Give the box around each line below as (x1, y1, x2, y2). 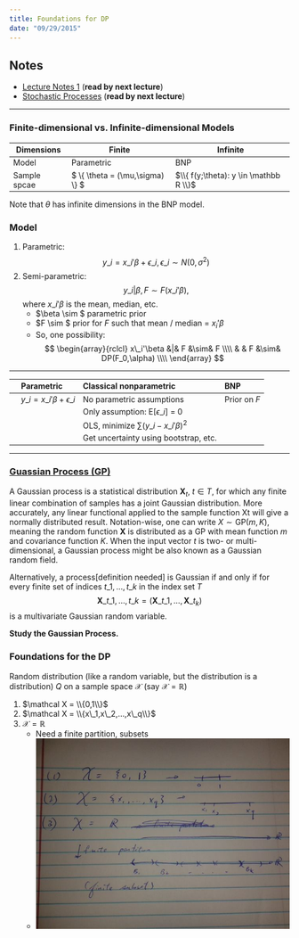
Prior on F (224, 393, 261, 405)
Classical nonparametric (83, 381, 176, 391)
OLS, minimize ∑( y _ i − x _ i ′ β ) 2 (83, 419, 188, 431)
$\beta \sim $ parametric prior (35, 309, 147, 319)
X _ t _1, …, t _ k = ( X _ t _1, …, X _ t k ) (96, 595, 203, 608)
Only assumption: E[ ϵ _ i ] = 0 (83, 406, 183, 416)
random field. (9, 554, 59, 565)
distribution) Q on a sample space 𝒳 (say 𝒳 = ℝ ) (9, 680, 188, 691)
